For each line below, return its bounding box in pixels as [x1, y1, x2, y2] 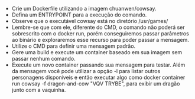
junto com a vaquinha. [11, 87, 66, 93]
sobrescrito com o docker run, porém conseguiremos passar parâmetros [11, 30, 189, 37]
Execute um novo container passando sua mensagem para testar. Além [11, 61, 186, 68]
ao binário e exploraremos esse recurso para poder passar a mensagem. [11, 37, 189, 43]
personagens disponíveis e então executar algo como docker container [11, 74, 186, 81]
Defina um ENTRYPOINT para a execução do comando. [11, 11, 147, 18]
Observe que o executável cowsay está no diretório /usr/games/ [11, 18, 168, 24]
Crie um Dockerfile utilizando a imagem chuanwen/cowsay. [11, 5, 157, 12]
